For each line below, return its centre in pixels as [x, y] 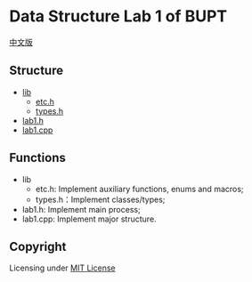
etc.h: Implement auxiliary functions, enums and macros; [139, 189]
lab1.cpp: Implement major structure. [89, 219]
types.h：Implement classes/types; [100, 199]
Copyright [38, 246]
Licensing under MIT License [62, 268]
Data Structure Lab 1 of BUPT [118, 16]
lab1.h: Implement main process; [81, 209]
